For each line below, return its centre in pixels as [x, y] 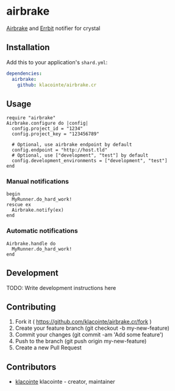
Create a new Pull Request [48, 348]
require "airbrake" [31, 118]
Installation [28, 47]
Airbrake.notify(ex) [38, 210]
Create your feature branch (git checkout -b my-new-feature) [92, 328]
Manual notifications [37, 182]
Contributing [31, 307]
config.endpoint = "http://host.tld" [60, 150]
